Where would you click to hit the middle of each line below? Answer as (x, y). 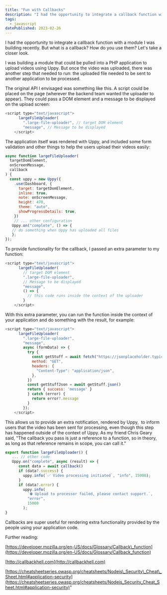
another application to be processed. (43, 79)
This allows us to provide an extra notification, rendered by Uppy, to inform (83, 422)
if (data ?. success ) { (41, 471)
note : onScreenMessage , (43, 198)
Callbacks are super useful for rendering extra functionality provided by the (83, 522)
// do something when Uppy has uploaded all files (65, 230)
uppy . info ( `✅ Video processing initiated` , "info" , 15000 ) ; (87, 475)
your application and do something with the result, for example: (70, 320)
